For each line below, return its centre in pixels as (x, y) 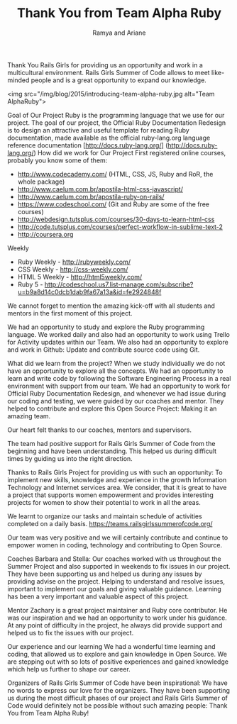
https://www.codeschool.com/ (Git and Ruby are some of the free (114, 204)
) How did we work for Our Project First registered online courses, (130, 152)
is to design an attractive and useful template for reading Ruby (98, 130)
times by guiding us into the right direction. (70, 458)
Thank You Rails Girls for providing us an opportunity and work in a (105, 65)
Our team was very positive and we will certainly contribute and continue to (118, 538)
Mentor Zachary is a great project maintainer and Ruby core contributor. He (117, 610)
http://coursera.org (45, 234)
